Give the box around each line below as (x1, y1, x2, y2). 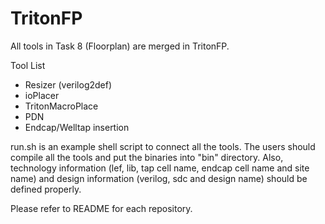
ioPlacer (24, 89, 60, 101)
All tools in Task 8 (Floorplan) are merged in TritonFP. (10, 40, 230, 52)
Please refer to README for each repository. (10, 202, 193, 214)
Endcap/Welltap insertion (24, 121, 130, 133)
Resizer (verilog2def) (24, 78, 113, 91)
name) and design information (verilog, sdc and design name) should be (10, 172, 308, 184)
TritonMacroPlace (24, 100, 99, 112)
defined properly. (10, 183, 82, 195)
